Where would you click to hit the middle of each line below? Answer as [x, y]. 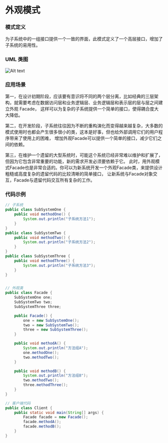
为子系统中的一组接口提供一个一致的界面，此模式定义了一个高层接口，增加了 [84, 39]
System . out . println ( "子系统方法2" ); [59, 242]
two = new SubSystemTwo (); [51, 325]
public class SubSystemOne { [35, 210]
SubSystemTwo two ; [33, 302]
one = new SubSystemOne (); [51, 320]
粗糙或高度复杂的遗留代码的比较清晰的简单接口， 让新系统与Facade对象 [79, 174]
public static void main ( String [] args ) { [59, 412]
